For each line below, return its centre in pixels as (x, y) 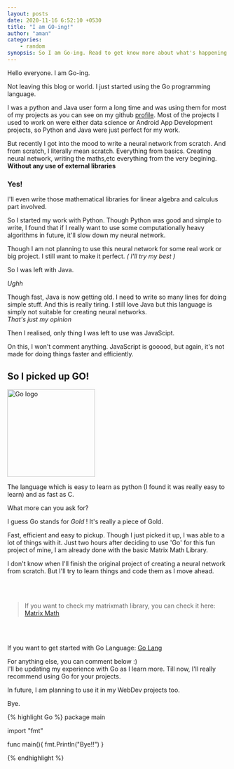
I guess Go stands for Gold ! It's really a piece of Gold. (85, 521)
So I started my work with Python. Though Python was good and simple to (115, 220)
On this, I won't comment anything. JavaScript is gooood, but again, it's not (116, 347)
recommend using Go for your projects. (64, 676)
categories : (25, 40)
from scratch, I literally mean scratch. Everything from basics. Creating (109, 151)
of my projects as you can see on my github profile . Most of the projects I (113, 115)
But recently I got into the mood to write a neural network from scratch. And (117, 143)
